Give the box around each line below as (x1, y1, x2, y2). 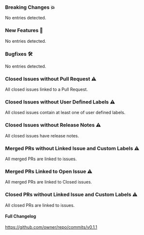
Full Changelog (5, 213, 36, 219)
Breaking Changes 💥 (5, 4, 55, 11)
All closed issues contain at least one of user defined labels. (5, 110, 126, 116)
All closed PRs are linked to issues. (5, 202, 75, 208)
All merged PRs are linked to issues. (5, 156, 77, 162)
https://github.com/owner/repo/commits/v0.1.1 (5, 224, 97, 230)
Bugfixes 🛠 (5, 50, 33, 57)
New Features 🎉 (5, 27, 43, 34)
